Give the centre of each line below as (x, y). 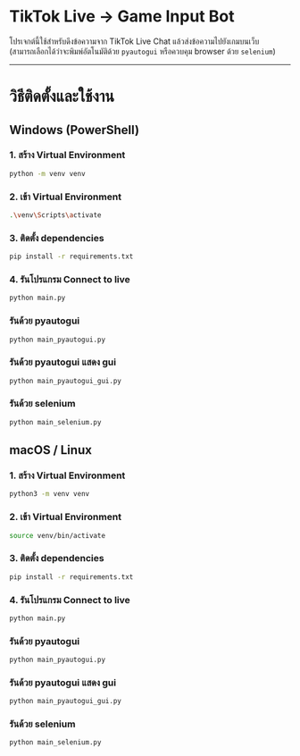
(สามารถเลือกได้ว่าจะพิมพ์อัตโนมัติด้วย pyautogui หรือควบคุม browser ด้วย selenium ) (143, 51)
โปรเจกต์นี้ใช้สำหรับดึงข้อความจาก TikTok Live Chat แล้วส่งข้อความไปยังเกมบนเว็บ (134, 41)
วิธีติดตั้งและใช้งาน (62, 97)
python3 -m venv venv (50, 494)
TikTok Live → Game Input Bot (122, 17)
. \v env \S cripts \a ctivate (55, 215)
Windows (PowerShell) (75, 130)
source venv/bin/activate (57, 535)
